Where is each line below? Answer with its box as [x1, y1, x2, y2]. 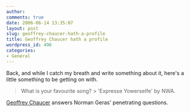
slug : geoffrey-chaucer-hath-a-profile [6, 31, 106, 37]
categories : [6, 48, 36, 54]
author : [6, 8, 26, 15]
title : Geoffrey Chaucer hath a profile [6, 36, 109, 42]
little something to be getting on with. [6, 76, 98, 83]
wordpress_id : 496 [6, 42, 52, 48]
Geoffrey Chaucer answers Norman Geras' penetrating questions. [6, 99, 168, 106]
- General [6, 53, 31, 59]
